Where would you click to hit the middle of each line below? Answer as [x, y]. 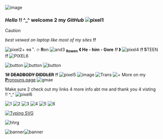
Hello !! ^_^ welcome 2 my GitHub [45, 20]
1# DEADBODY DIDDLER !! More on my [75, 75]
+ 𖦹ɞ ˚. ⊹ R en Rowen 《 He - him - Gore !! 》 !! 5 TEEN [90, 50]
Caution [13, 31]
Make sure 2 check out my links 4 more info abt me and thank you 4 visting [81, 89]
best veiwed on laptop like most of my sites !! [51, 40]
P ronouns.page [20, 80]
